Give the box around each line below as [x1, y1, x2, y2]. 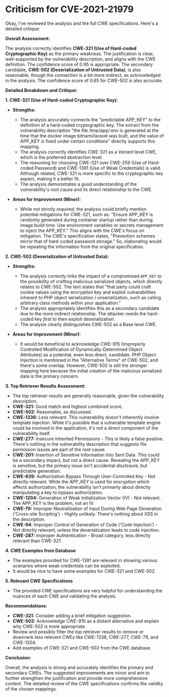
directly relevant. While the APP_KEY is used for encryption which [12, 479, 150, 485]
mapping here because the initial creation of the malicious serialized [20, 367, 162, 374]
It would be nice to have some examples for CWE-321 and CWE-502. [12, 568, 156, 574]
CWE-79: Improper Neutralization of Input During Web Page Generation [12, 505, 162, 512]
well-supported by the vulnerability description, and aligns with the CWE [5, 56, 156, 62]
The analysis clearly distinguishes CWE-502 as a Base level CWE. [20, 321, 157, 327]
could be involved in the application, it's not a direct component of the [12, 425, 158, 431]
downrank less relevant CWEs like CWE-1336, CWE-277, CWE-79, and [12, 634, 159, 640]
